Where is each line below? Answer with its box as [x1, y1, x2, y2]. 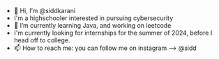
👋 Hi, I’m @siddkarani [13, 7, 75, 15]
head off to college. [13, 36, 70, 44]
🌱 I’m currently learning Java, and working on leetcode [13, 22, 172, 29]
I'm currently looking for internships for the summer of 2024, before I [13, 28, 213, 37]
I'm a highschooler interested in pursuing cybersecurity [13, 14, 174, 22]
